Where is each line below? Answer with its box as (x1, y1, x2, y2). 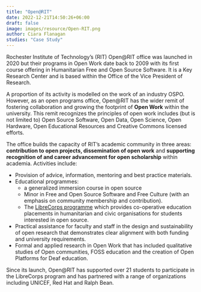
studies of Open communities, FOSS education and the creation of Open (14, 248, 194, 255)
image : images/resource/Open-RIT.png (6, 25, 101, 32)
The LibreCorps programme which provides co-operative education (23, 203, 192, 211)
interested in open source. (23, 216, 89, 223)
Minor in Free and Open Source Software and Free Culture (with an (23, 191, 190, 197)
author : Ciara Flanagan (6, 31, 66, 37)
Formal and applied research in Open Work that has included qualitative (14, 242, 192, 249)
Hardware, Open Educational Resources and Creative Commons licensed (6, 123, 187, 129)
